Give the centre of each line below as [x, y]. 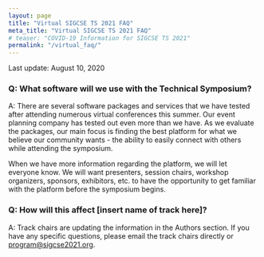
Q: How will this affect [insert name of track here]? [108, 210]
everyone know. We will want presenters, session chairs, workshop [118, 172]
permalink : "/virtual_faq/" [55, 45]
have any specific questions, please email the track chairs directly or [121, 235]
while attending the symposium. [61, 148]
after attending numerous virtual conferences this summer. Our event [122, 115]
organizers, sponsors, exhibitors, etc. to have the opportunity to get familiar [132, 181]
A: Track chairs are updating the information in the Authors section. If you [129, 227]
